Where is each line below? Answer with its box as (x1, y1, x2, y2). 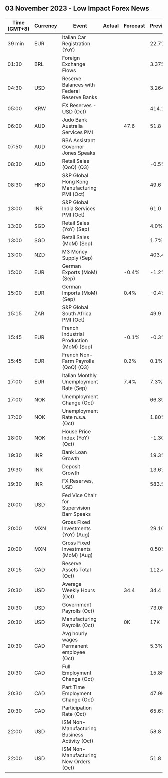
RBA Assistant (62, 137, 96, 144)
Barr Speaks (62, 510, 91, 517)
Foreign (62, 54, 80, 61)
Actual (103, 22, 119, 29)
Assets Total (62, 566, 91, 573)
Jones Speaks (62, 149, 96, 156)
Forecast (123, 22, 145, 29)
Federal (62, 87, 80, 94)
